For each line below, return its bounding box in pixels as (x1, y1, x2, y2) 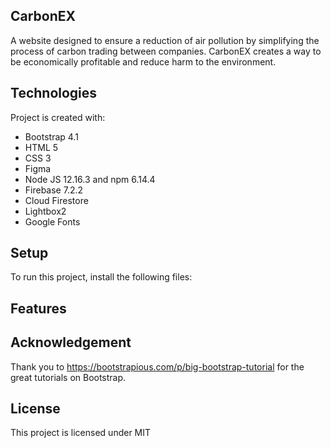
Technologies (10, 85, 98, 102)
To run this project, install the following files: (10, 271, 193, 283)
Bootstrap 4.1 (24, 130, 79, 143)
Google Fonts (24, 215, 81, 228)
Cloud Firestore (24, 194, 89, 206)
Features (10, 300, 67, 317)
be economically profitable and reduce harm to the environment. (10, 55, 277, 68)
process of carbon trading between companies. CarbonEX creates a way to (10, 45, 322, 57)
